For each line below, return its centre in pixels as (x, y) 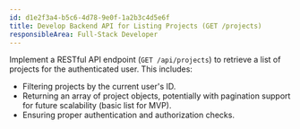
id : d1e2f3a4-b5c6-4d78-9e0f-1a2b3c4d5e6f (90, 17)
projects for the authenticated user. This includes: (101, 69)
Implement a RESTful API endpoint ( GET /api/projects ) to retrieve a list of (145, 60)
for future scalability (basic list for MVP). (97, 106)
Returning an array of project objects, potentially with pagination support (156, 96)
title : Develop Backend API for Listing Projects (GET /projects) (136, 26)
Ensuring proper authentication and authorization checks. (129, 115)
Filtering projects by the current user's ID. (99, 87)
